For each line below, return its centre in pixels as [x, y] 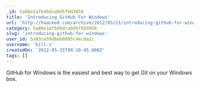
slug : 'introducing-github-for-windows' [57, 34]
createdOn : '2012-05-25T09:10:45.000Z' [56, 50]
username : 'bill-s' [30, 45]
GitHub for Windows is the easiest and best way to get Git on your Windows [99, 72]
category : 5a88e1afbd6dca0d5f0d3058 [51, 28]
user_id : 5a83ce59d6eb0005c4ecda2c [50, 39]
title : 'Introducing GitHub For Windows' [58, 17]
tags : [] [17, 56]
